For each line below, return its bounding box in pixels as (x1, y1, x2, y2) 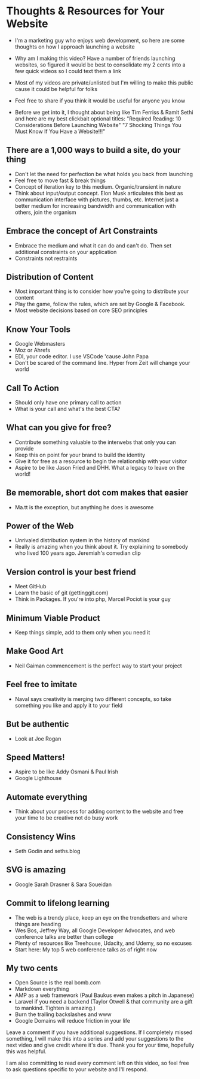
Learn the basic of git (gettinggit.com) (14, 589, 109, 597)
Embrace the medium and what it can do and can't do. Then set (14, 241, 172, 249)
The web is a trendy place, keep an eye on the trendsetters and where (14, 914, 188, 921)
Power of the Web (6, 521, 74, 531)
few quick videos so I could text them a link (14, 67, 121, 74)
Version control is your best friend (6, 567, 136, 577)
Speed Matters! (6, 752, 65, 762)
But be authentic (6, 719, 69, 729)
